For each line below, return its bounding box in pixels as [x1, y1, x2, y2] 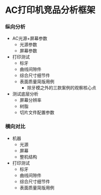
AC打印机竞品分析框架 [5, 4, 96, 16]
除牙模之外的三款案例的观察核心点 [27, 85, 97, 91]
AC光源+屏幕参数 [12, 36, 48, 41]
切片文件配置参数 [19, 110, 55, 116]
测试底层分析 [12, 91, 38, 97]
